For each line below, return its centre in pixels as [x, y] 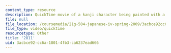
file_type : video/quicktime [35, 29]
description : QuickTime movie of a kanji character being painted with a [85, 15]
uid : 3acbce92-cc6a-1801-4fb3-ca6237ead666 [52, 43]
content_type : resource [31, 10]
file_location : [21, 24]
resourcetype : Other [27, 33]
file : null [17, 19]
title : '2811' [20, 38]
